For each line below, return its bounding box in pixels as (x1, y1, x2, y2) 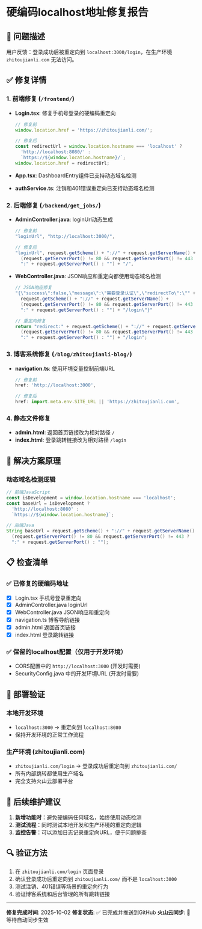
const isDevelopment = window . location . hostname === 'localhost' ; (6, 495, 176, 501)
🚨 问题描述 (6, 31, 45, 41)
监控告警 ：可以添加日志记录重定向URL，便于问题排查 (14, 829, 147, 836)
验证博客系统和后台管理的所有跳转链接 (14, 890, 110, 897)
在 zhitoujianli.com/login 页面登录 (14, 868, 104, 875)
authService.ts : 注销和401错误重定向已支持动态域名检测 (14, 184, 155, 192)
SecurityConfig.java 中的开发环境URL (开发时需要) (14, 670, 139, 677)
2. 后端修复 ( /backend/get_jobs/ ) (6, 201, 101, 209)
